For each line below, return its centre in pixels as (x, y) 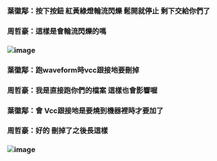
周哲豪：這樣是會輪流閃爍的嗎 (57, 31)
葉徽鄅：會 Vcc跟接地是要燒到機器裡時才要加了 (85, 111)
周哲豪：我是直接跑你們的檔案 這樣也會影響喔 (82, 90)
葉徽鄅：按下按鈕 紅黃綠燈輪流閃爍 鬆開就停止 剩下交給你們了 (109, 10)
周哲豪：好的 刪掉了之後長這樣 (58, 131)
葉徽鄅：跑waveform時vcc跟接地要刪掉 (73, 70)
